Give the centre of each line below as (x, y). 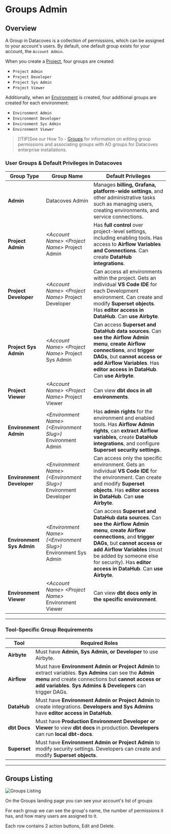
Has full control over (118, 225)
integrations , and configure (126, 444)
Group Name (67, 176)
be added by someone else (126, 556)
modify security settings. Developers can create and (98, 749)
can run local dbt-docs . (64, 734)
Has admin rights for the (123, 411)
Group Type (24, 176)
